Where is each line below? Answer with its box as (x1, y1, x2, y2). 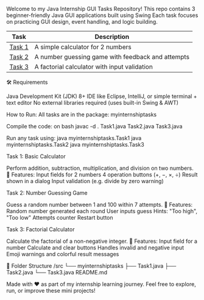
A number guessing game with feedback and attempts (34, 53, 190, 61)
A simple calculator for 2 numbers (34, 43, 132, 51)
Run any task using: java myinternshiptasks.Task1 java (6, 134, 142, 142)
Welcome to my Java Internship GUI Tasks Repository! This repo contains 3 (6, 5, 195, 12)
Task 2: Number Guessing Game (6, 189, 88, 197)
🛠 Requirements (6, 78, 48, 86)
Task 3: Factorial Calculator (6, 226, 75, 233)
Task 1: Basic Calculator (6, 153, 66, 160)
